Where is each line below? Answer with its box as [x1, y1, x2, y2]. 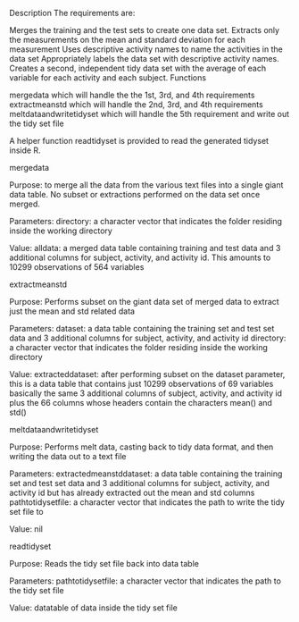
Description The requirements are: [9, 8, 136, 18]
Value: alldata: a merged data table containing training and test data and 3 [9, 243, 281, 253]
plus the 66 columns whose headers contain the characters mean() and [9, 398, 272, 408]
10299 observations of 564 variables [9, 262, 145, 272]
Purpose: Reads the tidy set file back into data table [9, 559, 199, 568]
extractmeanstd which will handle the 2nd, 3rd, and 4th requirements [9, 99, 263, 110]
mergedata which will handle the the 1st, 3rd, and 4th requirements [9, 89, 255, 100]
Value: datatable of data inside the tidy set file [9, 602, 179, 613]
